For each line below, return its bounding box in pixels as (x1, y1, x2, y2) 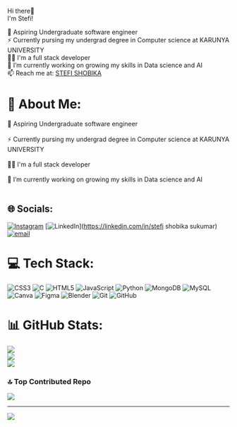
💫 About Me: (7, 96, 82, 112)
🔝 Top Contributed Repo (7, 376, 92, 386)
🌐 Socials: (7, 203, 54, 215)
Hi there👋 (7, 7, 35, 15)
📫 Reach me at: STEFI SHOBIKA (7, 69, 102, 77)
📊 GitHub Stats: (7, 317, 104, 333)
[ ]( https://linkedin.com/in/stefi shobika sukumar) (44, 222, 217, 230)
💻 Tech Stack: (7, 255, 95, 271)
